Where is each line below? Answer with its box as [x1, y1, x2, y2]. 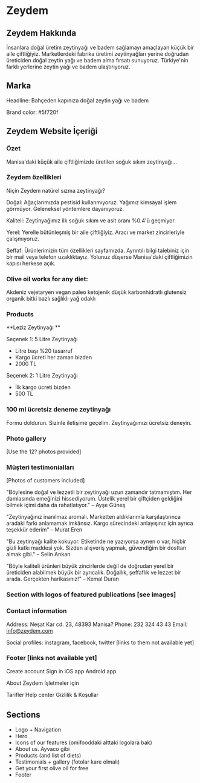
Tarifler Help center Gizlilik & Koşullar [6, 691, 98, 698]
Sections [6, 710, 40, 720]
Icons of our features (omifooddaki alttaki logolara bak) [15, 739, 152, 746]
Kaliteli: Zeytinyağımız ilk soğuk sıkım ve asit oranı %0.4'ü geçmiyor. [6, 216, 176, 224]
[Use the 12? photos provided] [6, 448, 82, 455]
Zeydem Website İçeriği [6, 126, 98, 136]
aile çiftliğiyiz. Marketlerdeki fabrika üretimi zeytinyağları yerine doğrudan [6, 50, 189, 58]
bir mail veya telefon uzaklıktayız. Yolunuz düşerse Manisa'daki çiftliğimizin [6, 253, 193, 261]
